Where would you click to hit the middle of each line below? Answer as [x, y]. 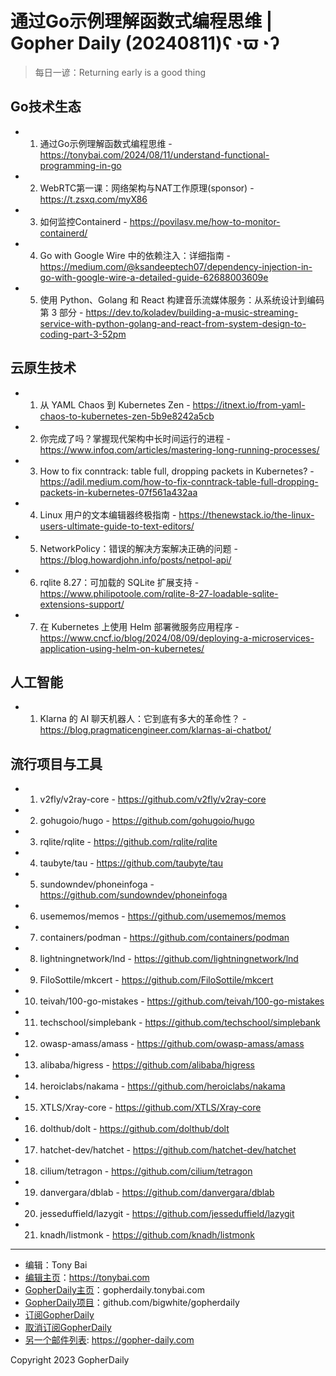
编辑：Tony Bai [56, 1265]
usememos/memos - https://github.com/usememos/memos [163, 916]
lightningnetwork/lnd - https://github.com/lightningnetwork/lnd [169, 959]
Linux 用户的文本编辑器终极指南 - [108, 514]
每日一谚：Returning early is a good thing [120, 72]
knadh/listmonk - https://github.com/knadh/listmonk [147, 1235]
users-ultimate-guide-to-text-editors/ [117, 526]
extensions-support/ [82, 604]
